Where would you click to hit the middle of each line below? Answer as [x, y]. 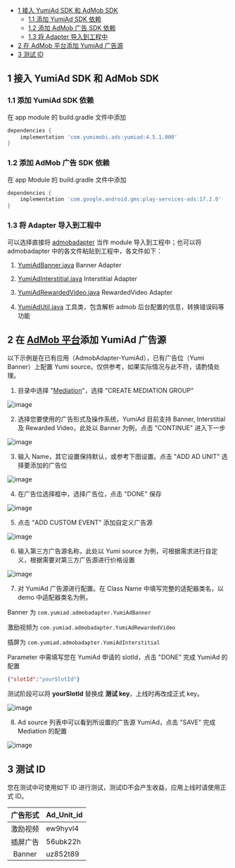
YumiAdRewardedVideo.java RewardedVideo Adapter [95, 292]
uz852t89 [63, 854]
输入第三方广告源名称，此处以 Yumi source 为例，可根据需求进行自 [114, 551]
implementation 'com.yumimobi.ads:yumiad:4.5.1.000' [99, 137]
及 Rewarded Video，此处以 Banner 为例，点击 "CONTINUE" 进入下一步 [121, 428]
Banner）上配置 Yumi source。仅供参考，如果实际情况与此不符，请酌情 [111, 367]
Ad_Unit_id [64, 815]
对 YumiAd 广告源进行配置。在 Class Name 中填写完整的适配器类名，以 [120, 589]
